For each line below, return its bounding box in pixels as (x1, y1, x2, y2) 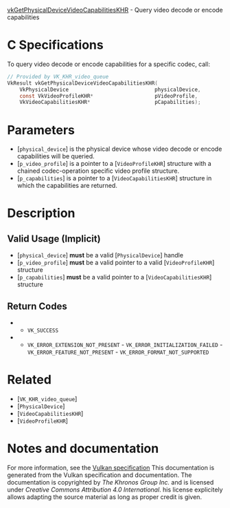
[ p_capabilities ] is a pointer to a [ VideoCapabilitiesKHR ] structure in (16, 174, 212, 182)
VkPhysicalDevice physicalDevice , (19, 86, 201, 93)
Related (7, 372, 51, 388)
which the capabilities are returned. (16, 182, 118, 190)
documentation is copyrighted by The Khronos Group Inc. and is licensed (7, 478, 214, 486)
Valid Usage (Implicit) (7, 233, 101, 244)
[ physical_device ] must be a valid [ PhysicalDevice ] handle (16, 251, 184, 260)
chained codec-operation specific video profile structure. (16, 167, 180, 175)
